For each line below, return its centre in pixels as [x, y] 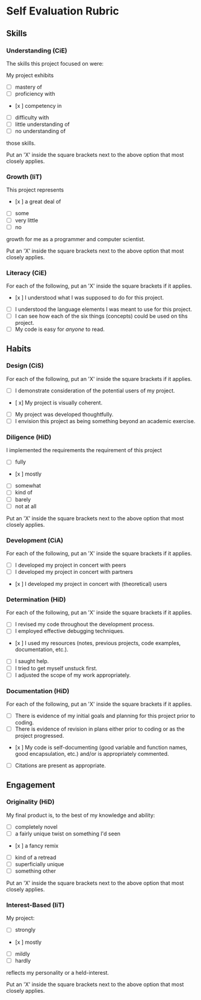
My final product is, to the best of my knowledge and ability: [81, 815]
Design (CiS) [25, 366]
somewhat [28, 486]
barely [23, 499]
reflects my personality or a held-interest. [58, 972]
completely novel [36, 826]
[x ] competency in [38, 106]
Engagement [31, 785]
